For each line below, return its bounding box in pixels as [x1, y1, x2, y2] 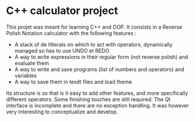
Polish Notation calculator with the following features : [6, 29, 136, 36]
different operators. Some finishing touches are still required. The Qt [6, 95, 171, 103]
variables [14, 72, 37, 79]
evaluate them [14, 60, 49, 67]
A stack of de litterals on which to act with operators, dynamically [14, 41, 173, 48]
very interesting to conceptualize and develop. [6, 108, 118, 115]
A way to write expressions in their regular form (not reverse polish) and [14, 53, 189, 60]
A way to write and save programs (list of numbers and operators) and [14, 65, 184, 72]
